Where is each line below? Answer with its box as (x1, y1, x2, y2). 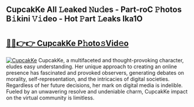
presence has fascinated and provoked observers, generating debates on (6, 69, 184, 76)
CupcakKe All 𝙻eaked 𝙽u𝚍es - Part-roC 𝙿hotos (6, 5, 182, 15)
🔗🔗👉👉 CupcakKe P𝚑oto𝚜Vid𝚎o (6, 38, 129, 48)
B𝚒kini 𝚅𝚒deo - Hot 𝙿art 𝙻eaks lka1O (6, 14, 143, 24)
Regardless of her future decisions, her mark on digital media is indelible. (6, 82, 183, 89)
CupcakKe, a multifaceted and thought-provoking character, (38, 57, 184, 63)
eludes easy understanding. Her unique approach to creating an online (6, 63, 178, 70)
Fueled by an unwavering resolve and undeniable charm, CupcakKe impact (6, 88, 188, 95)
